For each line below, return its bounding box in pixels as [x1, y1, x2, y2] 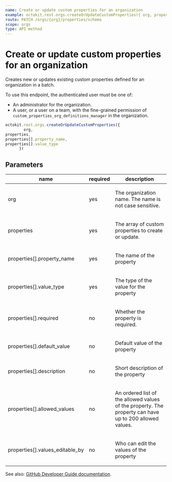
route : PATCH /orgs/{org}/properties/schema [5, 17, 102, 22]
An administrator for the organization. [12, 102, 92, 108]
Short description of [115, 364, 163, 371]
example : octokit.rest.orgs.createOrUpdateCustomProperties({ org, [5, 12, 153, 17]
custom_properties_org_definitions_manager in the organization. [12, 113, 149, 119]
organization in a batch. [5, 82, 55, 88]
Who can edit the [115, 440, 156, 447]
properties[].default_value [8, 343, 70, 350]
